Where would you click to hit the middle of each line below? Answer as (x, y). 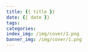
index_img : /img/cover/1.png (43, 34)
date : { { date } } (28, 17)
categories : (21, 28)
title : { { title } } (31, 12)
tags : (13, 23)
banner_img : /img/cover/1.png (44, 39)
